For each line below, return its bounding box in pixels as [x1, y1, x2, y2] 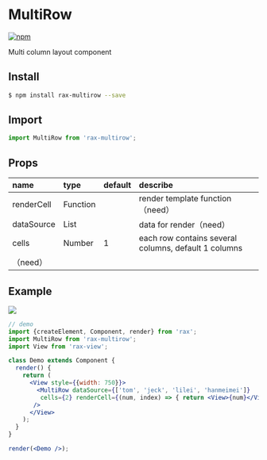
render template [138, 193, 199, 204]
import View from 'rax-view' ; [8, 343, 109, 351]
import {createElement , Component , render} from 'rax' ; [8, 328, 197, 335]
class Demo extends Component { [8, 357, 115, 365]
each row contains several [138, 232, 237, 243]
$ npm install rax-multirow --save [8, 91, 126, 99]
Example [8, 284, 52, 298]
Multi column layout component [8, 47, 112, 56]
